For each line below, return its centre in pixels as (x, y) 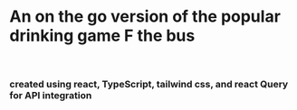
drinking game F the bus (102, 36)
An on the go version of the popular (145, 17)
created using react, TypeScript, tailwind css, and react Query (149, 84)
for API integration (51, 95)
